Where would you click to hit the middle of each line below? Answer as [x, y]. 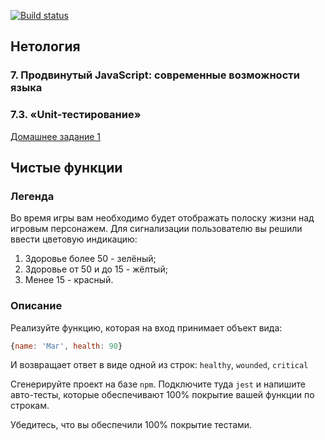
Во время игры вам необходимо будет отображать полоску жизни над [162, 218]
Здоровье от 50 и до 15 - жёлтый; [96, 269]
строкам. [30, 406]
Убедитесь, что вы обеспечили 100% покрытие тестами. [131, 425]
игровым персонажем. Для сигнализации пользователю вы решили [156, 229]
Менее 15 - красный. [69, 280]
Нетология [45, 46]
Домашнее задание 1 [56, 136]
